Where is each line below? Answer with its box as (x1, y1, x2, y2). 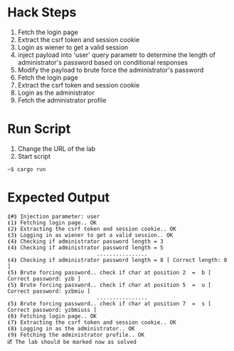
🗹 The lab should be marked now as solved (7, 338, 137, 345)
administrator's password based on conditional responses (17, 58, 188, 66)
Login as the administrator (17, 88, 95, 97)
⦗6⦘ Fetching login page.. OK (7, 313, 97, 320)
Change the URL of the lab (17, 144, 96, 153)
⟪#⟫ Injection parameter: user (7, 213, 100, 220)
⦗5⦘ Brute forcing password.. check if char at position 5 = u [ (7, 281, 212, 288)
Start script (17, 152, 51, 160)
